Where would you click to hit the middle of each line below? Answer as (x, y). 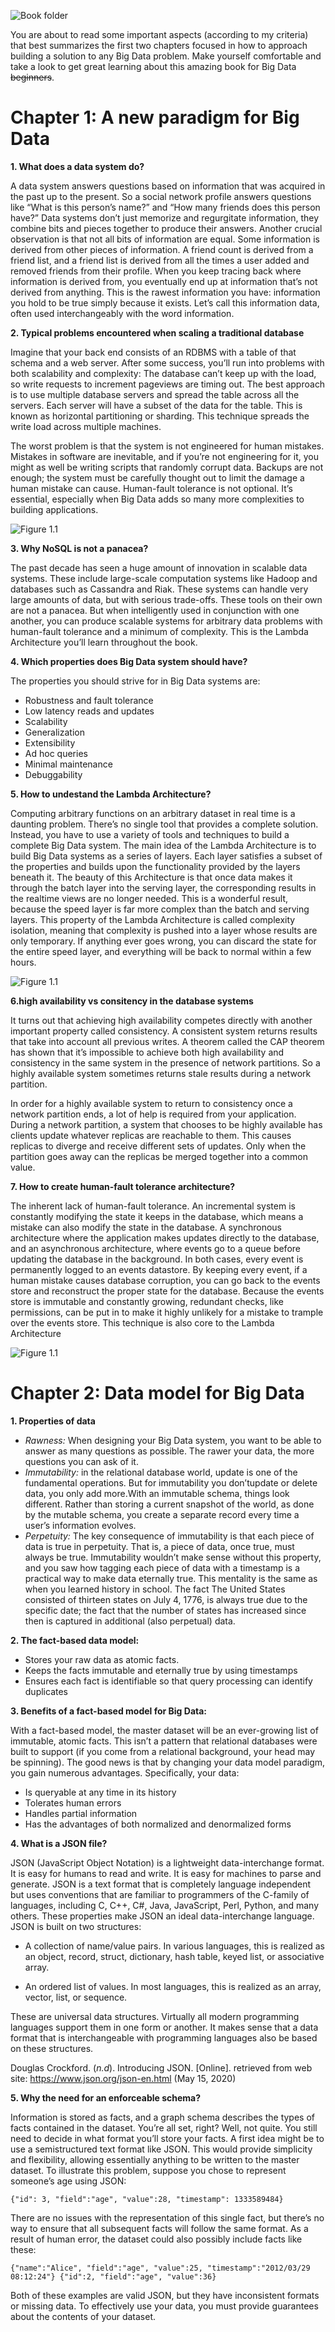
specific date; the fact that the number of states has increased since (165, 1610)
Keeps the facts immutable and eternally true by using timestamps (161, 1670)
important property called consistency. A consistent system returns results (164, 1031)
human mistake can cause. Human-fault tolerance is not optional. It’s (151, 488)
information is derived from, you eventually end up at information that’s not (164, 281)
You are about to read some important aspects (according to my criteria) (159, 34)
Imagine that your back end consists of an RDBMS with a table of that (153, 352)
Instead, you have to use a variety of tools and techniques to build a (150, 834)
